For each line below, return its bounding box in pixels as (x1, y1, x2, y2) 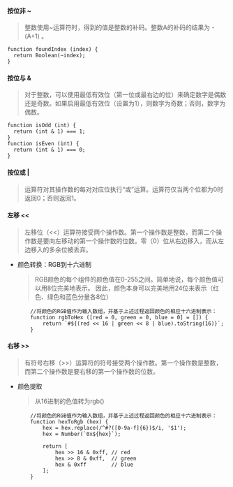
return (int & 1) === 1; (13, 128, 86, 136)
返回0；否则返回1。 (24, 194, 80, 202)
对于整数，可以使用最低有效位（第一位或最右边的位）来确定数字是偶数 (24, 91, 227, 99)
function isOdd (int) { (7, 122, 77, 129)
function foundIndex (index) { (7, 46, 98, 53)
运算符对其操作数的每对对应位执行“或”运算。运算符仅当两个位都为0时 (24, 185, 223, 194)
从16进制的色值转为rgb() (34, 397, 105, 405)
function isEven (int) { (7, 140, 80, 147)
